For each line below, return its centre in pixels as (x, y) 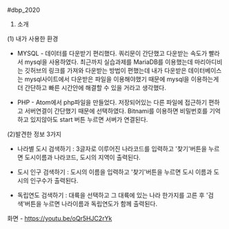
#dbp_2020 (23, 10)
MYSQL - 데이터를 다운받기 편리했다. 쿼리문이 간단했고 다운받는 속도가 (112, 53)
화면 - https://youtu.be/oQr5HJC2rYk (60, 218)
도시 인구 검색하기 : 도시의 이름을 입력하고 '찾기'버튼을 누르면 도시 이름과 (114, 172)
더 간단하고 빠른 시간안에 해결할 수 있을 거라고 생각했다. (92, 88)
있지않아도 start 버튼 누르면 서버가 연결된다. (89, 119)
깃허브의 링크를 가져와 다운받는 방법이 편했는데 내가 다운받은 (106, 70)
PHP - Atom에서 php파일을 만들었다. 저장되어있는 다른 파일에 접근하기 (112, 102)
